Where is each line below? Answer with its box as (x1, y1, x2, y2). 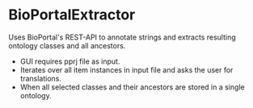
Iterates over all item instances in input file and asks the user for (19, 64, 234, 74)
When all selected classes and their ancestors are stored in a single (19, 82, 245, 92)
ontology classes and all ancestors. (8, 40, 126, 50)
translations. (19, 73, 62, 83)
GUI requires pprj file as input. (19, 56, 120, 66)
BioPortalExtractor (8, 6, 136, 24)
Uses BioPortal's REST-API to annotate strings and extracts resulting (8, 32, 236, 42)
